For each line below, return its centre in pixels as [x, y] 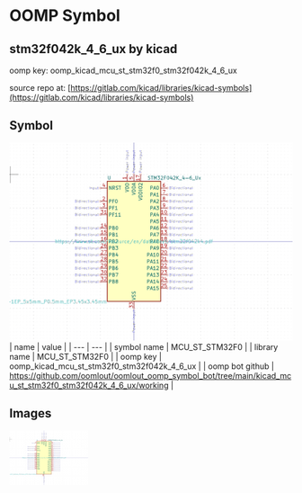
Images [31, 413]
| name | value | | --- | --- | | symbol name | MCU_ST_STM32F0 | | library [144, 346]
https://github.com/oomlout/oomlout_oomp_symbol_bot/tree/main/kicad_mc [151, 375]
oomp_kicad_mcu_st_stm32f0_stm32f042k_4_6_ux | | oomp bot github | [142, 366]
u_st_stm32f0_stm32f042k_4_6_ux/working [89, 385]
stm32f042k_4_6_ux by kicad [93, 49]
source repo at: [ [40, 88]
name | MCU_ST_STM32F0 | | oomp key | [85, 356]
